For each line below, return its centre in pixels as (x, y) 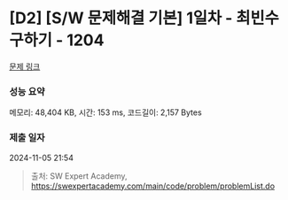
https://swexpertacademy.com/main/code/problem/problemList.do (153, 186)
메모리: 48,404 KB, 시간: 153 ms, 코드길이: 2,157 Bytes (105, 112)
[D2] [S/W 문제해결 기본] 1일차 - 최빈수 (144, 18)
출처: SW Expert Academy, (79, 176)
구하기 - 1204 (57, 40)
